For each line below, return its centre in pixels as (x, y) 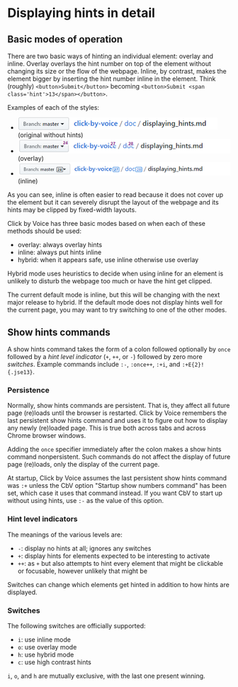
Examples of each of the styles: (53, 107)
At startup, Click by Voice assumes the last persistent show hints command (117, 478)
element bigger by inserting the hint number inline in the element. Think (112, 79)
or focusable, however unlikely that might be (82, 571)
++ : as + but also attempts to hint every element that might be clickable (120, 563)
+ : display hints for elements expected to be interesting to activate (114, 556)
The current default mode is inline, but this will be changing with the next (114, 295)
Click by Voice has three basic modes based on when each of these (106, 224)
